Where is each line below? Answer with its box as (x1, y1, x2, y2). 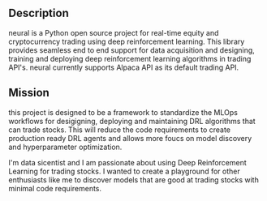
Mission (8, 86, 50, 100)
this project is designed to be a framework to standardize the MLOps (8, 107, 238, 117)
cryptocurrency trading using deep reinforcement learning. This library (8, 36, 245, 46)
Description (8, 6, 69, 20)
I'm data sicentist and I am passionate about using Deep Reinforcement (8, 157, 248, 167)
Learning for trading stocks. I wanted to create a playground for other (8, 166, 241, 176)
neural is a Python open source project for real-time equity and (8, 28, 219, 37)
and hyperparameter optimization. (8, 142, 123, 152)
